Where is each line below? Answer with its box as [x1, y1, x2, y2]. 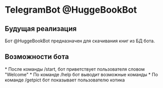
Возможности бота [5, 52, 69, 61]
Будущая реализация [5, 24, 77, 33]
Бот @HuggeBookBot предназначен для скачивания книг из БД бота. [5, 38, 155, 44]
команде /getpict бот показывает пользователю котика [5, 77, 125, 83]
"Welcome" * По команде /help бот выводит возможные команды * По [5, 71, 158, 77]
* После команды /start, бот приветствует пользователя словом [5, 66, 145, 72]
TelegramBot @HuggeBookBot [5, 4, 137, 16]
